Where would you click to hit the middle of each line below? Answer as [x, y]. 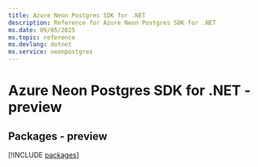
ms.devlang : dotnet [40, 45]
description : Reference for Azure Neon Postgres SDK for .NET [112, 23]
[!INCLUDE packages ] [44, 155]
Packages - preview [58, 136]
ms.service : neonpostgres [50, 52]
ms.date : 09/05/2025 [42, 30]
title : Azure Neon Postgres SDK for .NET [77, 15]
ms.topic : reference [42, 37]
